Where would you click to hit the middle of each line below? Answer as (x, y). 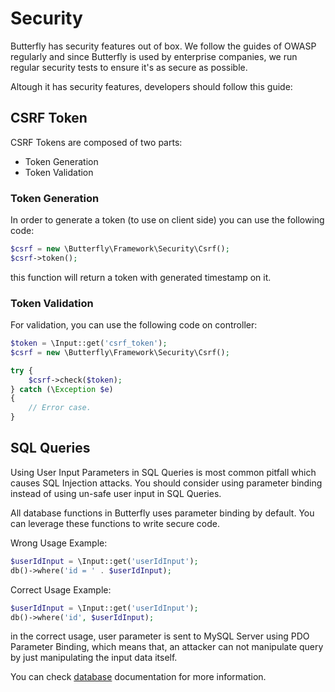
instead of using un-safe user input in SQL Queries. (116, 493)
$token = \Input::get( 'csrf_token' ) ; (89, 343)
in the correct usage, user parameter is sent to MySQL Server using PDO (160, 636)
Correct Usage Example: (61, 589)
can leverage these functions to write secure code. (115, 523)
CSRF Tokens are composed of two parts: (96, 142)
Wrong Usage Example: (59, 543)
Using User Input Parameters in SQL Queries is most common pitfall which (163, 472)
